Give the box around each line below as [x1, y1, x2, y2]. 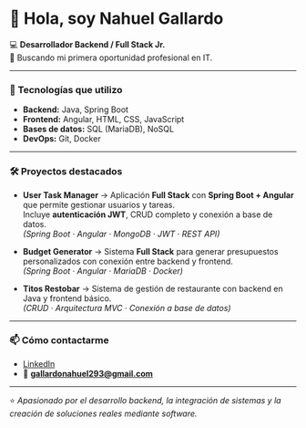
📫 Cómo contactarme [9, 334, 109, 347]
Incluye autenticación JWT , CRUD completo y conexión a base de [22, 209, 273, 220]
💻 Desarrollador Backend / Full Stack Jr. [9, 38, 166, 49]
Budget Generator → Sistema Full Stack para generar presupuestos [22, 245, 280, 256]
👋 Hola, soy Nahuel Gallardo [9, 8, 224, 29]
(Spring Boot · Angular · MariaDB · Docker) [22, 265, 184, 277]
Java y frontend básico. [22, 292, 112, 304]
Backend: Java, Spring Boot [22, 104, 129, 115]
